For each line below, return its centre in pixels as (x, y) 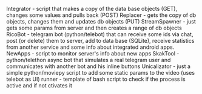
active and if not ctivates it (39, 86)
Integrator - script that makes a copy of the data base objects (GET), (92, 9)
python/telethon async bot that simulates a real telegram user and (89, 60)
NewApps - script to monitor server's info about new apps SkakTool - (93, 53)
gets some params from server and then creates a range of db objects (94, 28)
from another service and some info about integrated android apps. (90, 47)
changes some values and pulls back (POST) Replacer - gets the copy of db (101, 15)
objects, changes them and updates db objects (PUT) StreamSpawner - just (101, 21)
